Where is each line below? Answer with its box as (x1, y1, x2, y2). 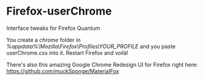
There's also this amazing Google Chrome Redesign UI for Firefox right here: (6, 61, 198, 68)
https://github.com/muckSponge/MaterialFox (6, 67, 119, 74)
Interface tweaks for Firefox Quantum (6, 24, 100, 32)
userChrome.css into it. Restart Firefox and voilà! (6, 49, 129, 56)
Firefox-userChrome (6, 4, 112, 18)
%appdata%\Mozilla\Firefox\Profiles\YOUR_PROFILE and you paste (6, 43, 176, 50)
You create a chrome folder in (6, 36, 81, 43)
